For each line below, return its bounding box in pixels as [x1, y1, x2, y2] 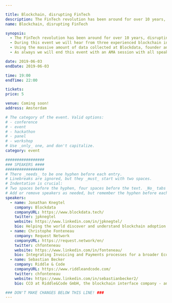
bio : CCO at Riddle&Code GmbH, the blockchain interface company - [14, 281, 161, 286]
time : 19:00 [5, 73, 31, 78]
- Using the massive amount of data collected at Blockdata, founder [10, 45, 161, 50]
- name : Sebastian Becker [10, 257, 66, 262]
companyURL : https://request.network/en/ [14, 238, 104, 243]
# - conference [5, 120, 38, 125]
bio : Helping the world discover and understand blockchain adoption [14, 224, 166, 229]
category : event [5, 148, 40, 153]
